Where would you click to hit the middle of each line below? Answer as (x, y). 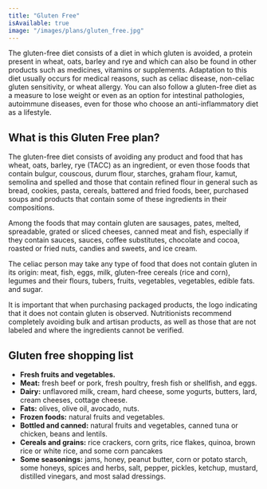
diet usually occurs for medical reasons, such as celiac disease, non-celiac (132, 79)
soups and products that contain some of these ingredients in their (118, 199)
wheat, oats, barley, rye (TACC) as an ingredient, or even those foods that (129, 165)
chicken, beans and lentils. (63, 434)
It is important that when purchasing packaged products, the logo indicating (133, 305)
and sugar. (26, 290)
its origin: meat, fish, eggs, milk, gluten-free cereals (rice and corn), (120, 273)
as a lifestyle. (30, 112)
